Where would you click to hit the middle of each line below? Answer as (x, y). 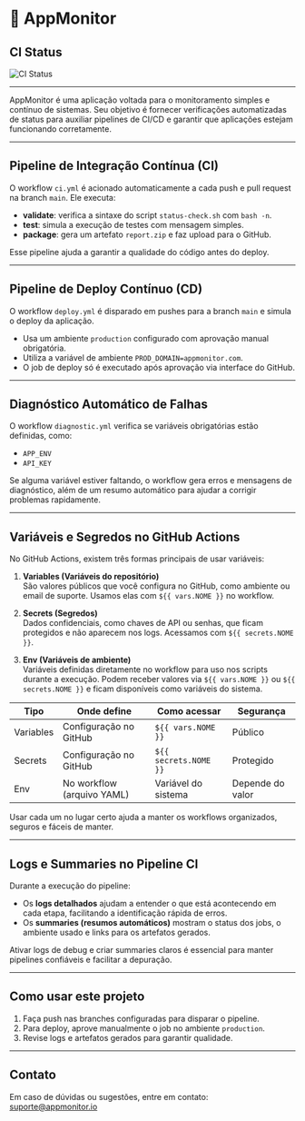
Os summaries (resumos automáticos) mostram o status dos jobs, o (152, 923)
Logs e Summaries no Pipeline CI (104, 863)
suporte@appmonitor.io (54, 1106)
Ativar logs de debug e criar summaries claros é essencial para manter (142, 950)
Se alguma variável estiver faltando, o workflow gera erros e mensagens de (151, 481)
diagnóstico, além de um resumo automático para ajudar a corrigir (133, 491)
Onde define (104, 711)
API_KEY (37, 464)
